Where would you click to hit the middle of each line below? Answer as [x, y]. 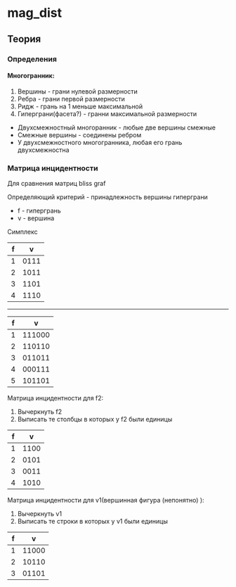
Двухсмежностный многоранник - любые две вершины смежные [117, 127]
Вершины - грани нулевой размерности [78, 91]
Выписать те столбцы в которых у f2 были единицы [95, 419]
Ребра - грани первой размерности [71, 99]
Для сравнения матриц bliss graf [57, 183]
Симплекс [23, 232]
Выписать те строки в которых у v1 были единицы [93, 521]
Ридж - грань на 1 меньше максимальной [80, 106]
